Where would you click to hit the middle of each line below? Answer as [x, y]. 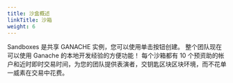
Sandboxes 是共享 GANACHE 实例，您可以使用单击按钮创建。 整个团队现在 [115, 47]
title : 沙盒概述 [29, 13]
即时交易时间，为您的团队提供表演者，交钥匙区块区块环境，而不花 [126, 64]
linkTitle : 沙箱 [30, 20]
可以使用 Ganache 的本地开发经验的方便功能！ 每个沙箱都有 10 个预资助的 [113, 55]
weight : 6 [22, 26]
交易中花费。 [49, 73]
